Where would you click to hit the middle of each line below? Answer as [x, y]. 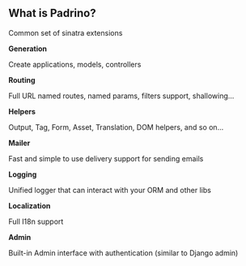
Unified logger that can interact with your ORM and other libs [110, 190]
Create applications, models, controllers [75, 64]
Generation [28, 49]
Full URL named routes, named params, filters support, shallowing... [121, 96]
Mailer [19, 143]
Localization [30, 205]
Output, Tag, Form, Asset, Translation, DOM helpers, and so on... [116, 127]
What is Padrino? [52, 13]
